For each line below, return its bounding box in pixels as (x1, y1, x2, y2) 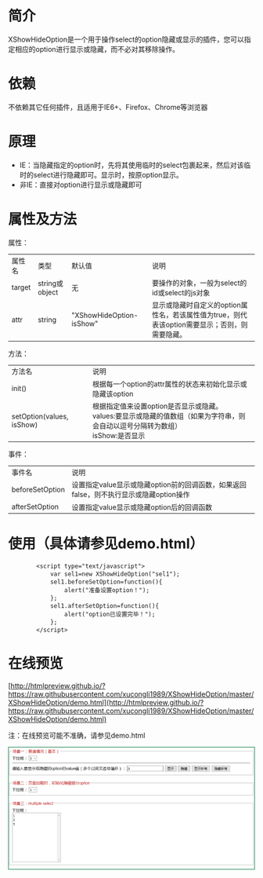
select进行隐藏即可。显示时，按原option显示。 (33, 170, 184, 179)
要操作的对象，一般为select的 (151, 278, 247, 287)
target (11, 283, 31, 292)
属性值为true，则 (186, 310, 241, 319)
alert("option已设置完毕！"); (63, 610, 156, 618)
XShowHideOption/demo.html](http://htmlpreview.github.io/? (8, 697, 204, 707)
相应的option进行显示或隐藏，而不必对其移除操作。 (14, 44, 180, 53)
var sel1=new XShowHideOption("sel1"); (49, 570, 180, 578)
